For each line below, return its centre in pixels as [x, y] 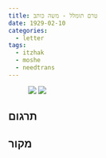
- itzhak [30, 53]
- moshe [28, 61]
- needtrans [35, 68]
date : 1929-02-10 [37, 23]
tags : [17, 45]
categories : [28, 30]
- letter [30, 38]
